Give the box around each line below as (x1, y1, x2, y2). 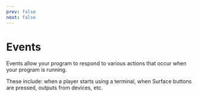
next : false (6, 14, 36, 20)
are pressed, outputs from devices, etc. (6, 84, 103, 92)
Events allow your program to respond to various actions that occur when (6, 60, 187, 67)
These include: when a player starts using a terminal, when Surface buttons (6, 78, 192, 85)
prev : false (6, 8, 36, 15)
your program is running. (6, 66, 67, 74)
